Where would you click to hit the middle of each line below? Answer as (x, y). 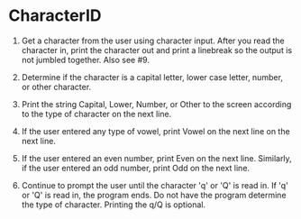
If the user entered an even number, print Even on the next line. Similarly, (156, 158)
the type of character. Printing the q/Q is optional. (114, 205)
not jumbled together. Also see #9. (86, 59)
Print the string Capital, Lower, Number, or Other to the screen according (156, 104)
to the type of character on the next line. (96, 114)
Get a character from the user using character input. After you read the (153, 41)
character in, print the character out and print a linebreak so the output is (157, 50)
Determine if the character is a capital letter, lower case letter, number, (152, 77)
